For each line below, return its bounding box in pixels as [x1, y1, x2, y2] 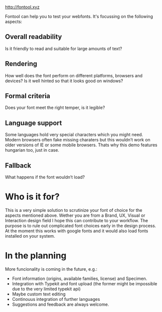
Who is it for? [5, 191, 60, 202]
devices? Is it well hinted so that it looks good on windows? [5, 78, 123, 84]
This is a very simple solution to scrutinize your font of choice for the [5, 208, 143, 213]
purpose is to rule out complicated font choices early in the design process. [5, 223, 156, 228]
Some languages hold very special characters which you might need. [5, 132, 143, 138]
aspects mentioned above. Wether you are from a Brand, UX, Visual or [5, 212, 146, 218]
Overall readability [5, 33, 62, 41]
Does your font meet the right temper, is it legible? [5, 104, 105, 111]
